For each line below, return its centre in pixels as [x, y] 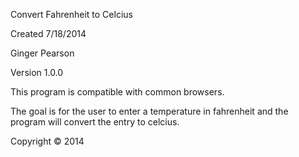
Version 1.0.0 [37, 72]
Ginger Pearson [42, 53]
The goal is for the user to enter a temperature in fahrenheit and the [149, 111]
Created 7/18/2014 [48, 33]
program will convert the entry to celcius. [95, 122]
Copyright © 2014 [47, 141]
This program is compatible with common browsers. [117, 92]
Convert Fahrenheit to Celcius [71, 14]
